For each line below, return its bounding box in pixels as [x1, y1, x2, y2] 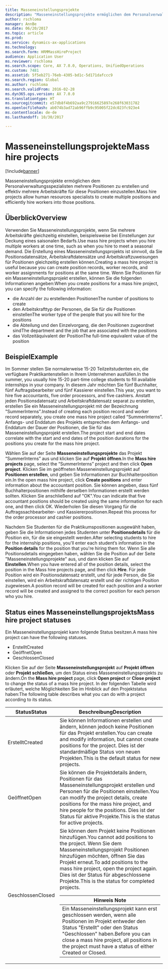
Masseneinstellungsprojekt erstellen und [59, 782, 155, 789]
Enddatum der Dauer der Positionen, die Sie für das [5, 425, 111, 431]
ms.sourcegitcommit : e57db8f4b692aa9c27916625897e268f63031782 [5, 101, 140, 106]
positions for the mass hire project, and [59, 800, 151, 807]
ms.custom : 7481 [5, 68, 39, 73]
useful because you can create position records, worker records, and [5, 264, 148, 270]
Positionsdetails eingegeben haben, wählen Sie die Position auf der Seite [5, 551, 155, 557]
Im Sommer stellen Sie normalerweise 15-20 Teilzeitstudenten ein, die [5, 366, 148, 372]
